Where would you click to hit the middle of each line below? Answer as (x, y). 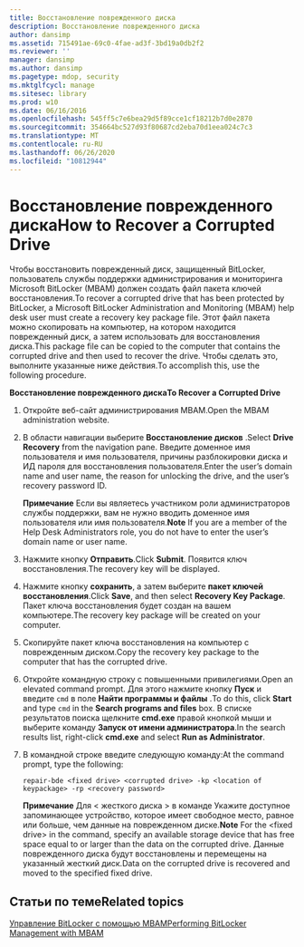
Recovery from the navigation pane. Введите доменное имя (136, 447)
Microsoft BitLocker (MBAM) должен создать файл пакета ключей (135, 289)
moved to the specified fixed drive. (87, 873)
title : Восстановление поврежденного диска (93, 18)
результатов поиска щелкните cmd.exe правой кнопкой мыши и (147, 718)
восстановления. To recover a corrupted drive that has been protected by (147, 298)
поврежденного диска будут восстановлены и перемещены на (144, 854)
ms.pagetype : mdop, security (64, 77)
